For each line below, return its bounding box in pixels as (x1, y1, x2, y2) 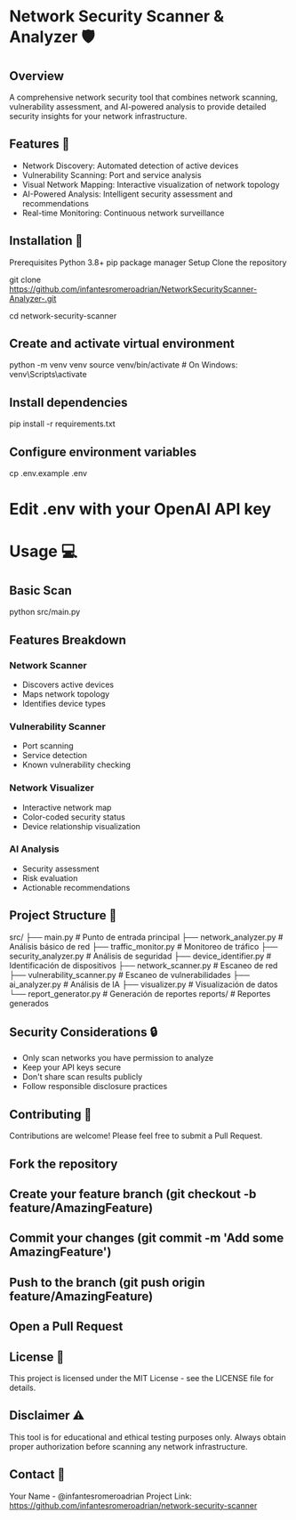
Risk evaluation (21, 872, 78, 883)
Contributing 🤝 (9, 1106, 92, 1122)
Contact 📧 (9, 1467, 66, 1483)
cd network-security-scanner (9, 310, 117, 321)
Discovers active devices (21, 679, 114, 690)
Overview (9, 69, 65, 84)
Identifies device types (21, 698, 107, 708)
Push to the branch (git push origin (9, 1274, 206, 1290)
